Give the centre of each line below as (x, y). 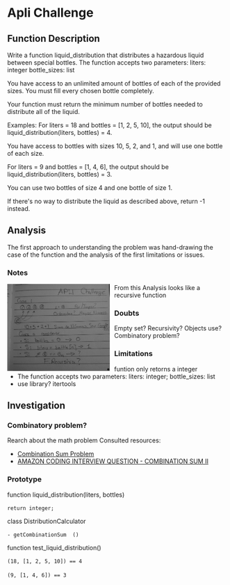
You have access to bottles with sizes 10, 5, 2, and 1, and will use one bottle (115, 146)
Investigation (36, 406)
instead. (19, 209)
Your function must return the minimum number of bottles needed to (105, 104)
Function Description (54, 39)
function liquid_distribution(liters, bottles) (66, 495)
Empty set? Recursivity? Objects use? (168, 328)
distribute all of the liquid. (43, 112)
